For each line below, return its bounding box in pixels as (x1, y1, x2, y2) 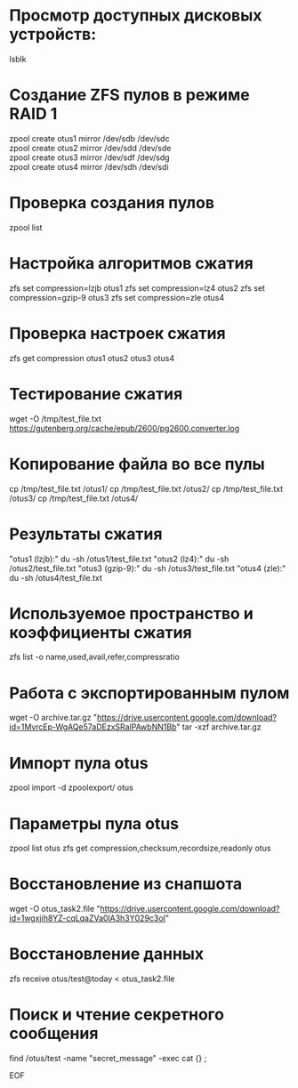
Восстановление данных (9, 944, 205, 964)
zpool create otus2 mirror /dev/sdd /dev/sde (9, 142, 172, 153)
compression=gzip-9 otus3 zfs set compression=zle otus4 (9, 292, 225, 302)
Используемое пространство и (9, 603, 254, 624)
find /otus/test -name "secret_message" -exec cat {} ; (9, 1053, 207, 1064)
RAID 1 (9, 104, 58, 125)
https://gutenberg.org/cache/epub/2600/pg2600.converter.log (9, 423, 240, 433)
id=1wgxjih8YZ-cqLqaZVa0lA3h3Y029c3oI (9, 913, 166, 923)
